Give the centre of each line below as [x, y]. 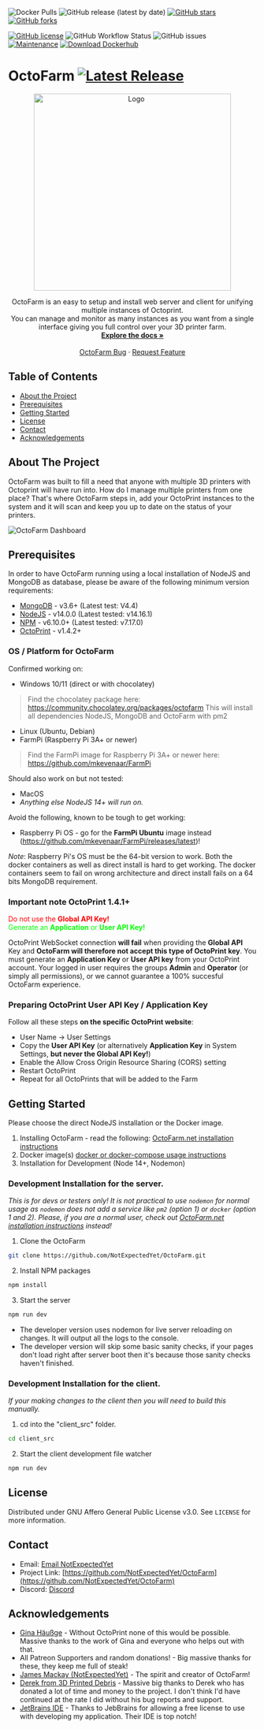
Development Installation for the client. [84, 1383]
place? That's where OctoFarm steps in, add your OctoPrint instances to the [131, 498]
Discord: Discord [47, 1589]
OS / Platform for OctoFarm [61, 652]
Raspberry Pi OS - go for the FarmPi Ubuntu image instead [115, 832]
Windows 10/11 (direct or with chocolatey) [87, 684]
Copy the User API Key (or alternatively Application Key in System [128, 1046]
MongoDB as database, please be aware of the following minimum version [129, 582]
